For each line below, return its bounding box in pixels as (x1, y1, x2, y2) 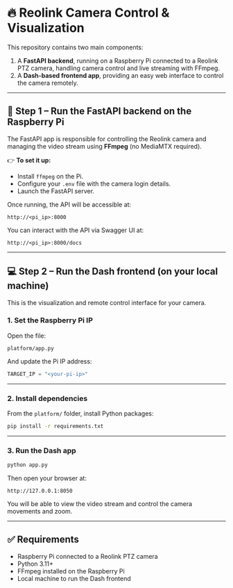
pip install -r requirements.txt (7, 423, 104, 430)
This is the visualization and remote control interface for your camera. (7, 298, 207, 307)
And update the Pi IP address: (7, 357, 92, 366)
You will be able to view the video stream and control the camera (7, 500, 193, 508)
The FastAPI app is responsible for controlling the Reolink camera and (7, 134, 207, 143)
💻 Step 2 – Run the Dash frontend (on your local (7, 266, 218, 277)
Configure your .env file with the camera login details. (17, 179, 171, 188)
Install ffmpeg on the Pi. (17, 172, 84, 180)
